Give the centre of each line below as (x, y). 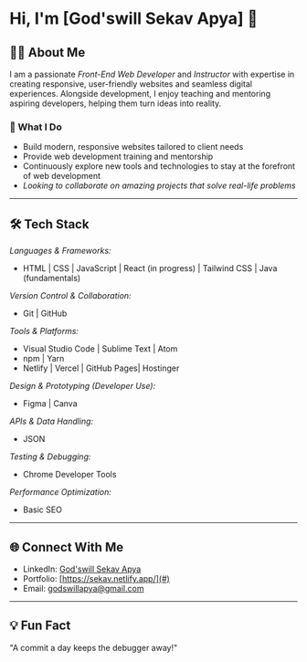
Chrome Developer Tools (69, 475)
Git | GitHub (45, 313)
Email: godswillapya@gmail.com (83, 588)
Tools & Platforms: (44, 331)
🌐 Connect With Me (67, 547)
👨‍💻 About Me (48, 53)
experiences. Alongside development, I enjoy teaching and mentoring (140, 94)
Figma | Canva (50, 404)
